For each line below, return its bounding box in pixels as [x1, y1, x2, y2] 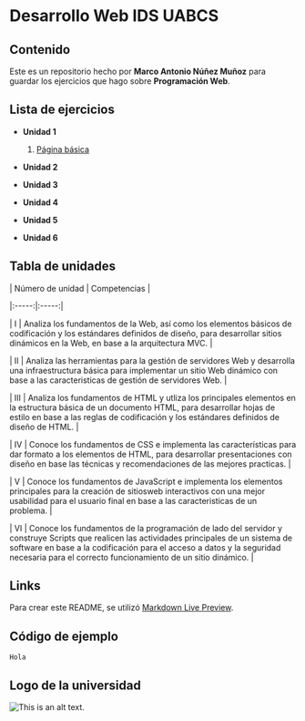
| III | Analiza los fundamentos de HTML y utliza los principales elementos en [9, 392, 296, 403]
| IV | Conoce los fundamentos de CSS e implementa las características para [9, 438, 297, 449]
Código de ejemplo [9, 628, 118, 644]
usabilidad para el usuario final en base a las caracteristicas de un [9, 495, 258, 506]
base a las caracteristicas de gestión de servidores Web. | [9, 375, 228, 386]
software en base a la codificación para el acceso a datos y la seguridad [9, 541, 281, 552]
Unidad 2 [22, 161, 58, 172]
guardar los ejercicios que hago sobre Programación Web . [9, 76, 230, 87]
